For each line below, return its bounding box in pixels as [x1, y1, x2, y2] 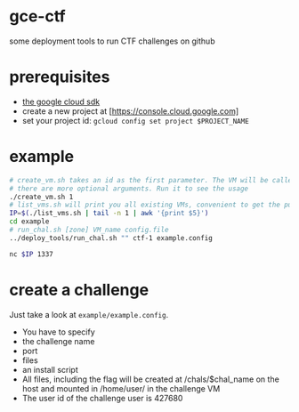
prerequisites [9, 67, 110, 87]
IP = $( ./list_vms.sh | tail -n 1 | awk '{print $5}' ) [9, 209, 209, 218]
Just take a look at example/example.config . [9, 309, 169, 319]
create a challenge [9, 279, 149, 300]
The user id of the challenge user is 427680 [21, 392, 183, 403]
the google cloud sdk [21, 96, 101, 107]
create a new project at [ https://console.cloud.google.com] [21, 105, 239, 117]
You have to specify [21, 327, 95, 337]
